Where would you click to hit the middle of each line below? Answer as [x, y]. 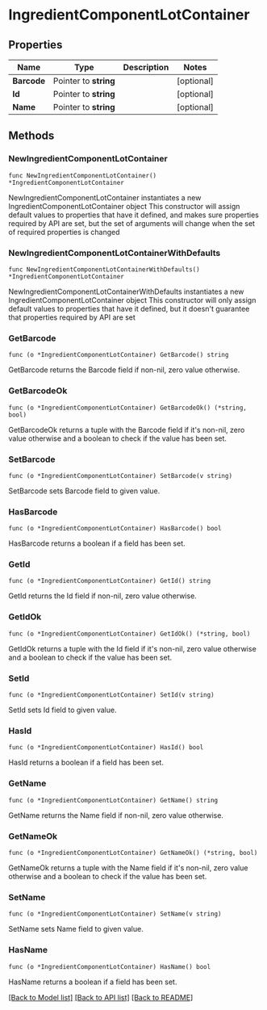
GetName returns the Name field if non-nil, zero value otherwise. [116, 815]
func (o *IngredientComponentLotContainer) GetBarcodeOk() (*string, [128, 408]
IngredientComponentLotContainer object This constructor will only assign [132, 300]
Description [146, 67]
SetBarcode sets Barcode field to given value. [84, 491]
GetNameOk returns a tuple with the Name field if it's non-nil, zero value [128, 868]
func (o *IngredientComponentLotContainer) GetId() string [110, 581]
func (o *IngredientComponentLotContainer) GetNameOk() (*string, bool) [133, 853]
